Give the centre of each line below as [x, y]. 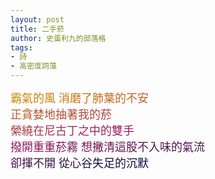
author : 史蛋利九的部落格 [58, 38]
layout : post [37, 19]
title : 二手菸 [37, 29]
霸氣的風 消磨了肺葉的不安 [80, 98]
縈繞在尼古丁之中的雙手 [72, 131]
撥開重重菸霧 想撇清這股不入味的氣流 [108, 147]
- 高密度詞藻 [33, 66]
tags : [21, 47]
